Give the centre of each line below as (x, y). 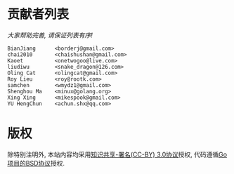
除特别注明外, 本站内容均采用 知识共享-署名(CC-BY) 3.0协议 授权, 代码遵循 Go (117, 154)
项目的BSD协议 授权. (36, 163)
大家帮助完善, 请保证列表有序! (50, 35)
